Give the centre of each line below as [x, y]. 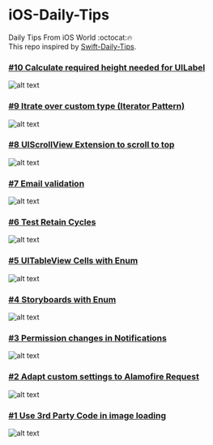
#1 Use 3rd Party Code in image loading [87, 415]
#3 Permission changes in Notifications [88, 338]
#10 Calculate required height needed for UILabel [107, 67]
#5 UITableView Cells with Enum [73, 261]
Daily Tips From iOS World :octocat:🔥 [70, 37]
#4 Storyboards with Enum [62, 299]
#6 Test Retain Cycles [52, 222]
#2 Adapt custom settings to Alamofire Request [104, 377]
